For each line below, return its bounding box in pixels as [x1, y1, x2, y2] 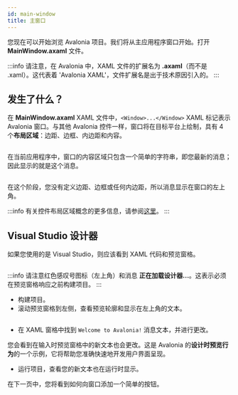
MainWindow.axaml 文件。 [7, 46, 87, 55]
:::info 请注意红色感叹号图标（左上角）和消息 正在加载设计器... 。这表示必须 [7, 271, 227, 280]
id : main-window [7, 10, 55, 18]
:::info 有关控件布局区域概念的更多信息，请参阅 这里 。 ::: [7, 207, 170, 216]
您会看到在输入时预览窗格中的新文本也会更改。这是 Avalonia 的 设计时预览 [7, 341, 222, 349]
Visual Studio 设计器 [7, 229, 98, 242]
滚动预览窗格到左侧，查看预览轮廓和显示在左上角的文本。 [17, 304, 186, 313]
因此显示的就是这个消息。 [7, 162, 82, 170]
